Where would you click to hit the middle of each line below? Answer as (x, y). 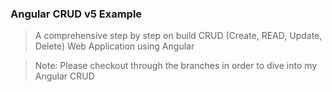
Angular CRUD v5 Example (76, 14)
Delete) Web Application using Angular (114, 46)
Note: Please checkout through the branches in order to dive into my (176, 66)
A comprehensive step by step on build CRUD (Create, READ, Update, (178, 36)
